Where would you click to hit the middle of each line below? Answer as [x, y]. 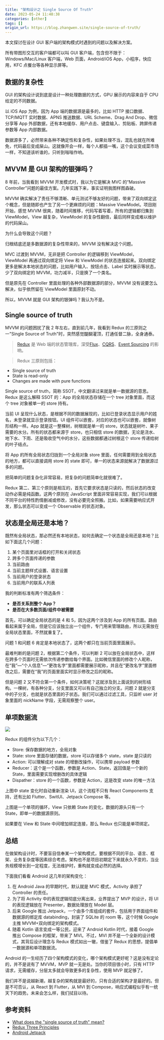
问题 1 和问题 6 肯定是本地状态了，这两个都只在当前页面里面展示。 [72, 643]
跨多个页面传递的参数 [33, 558]
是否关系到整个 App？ [34, 604]
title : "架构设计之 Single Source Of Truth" [49, 10]
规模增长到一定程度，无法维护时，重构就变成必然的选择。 [67, 866]
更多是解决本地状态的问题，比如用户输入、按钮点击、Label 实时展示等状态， [82, 266]
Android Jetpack [29, 1032]
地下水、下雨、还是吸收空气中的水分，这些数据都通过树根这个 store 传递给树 [82, 438]
